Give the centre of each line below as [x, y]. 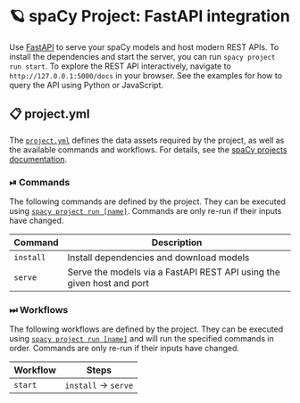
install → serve [99, 385]
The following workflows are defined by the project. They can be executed [146, 329]
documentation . [38, 159]
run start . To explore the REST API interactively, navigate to [121, 66]
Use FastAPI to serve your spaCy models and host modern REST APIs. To [144, 47]
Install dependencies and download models [158, 258]
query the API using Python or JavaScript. [86, 85]
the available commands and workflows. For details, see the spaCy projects [148, 149]
